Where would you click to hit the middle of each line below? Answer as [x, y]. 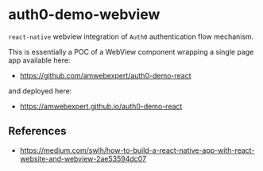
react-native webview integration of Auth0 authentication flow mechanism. [131, 36]
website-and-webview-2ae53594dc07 [83, 158]
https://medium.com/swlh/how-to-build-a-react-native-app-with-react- [137, 150]
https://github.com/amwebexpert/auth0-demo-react [106, 75]
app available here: [39, 60]
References [37, 131]
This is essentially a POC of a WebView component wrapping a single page [131, 51]
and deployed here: [40, 91]
